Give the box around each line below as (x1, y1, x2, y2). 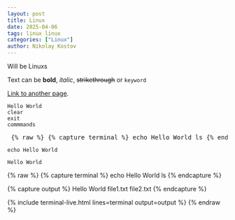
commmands (7, 121, 36, 128)
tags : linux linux (7, 29, 61, 37)
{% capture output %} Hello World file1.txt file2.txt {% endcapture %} (7, 185, 208, 193)
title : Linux (7, 17, 45, 24)
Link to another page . (7, 89, 69, 97)
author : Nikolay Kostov (7, 43, 77, 50)
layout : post (7, 10, 45, 18)
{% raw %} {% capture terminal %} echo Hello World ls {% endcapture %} (7, 171, 222, 179)
